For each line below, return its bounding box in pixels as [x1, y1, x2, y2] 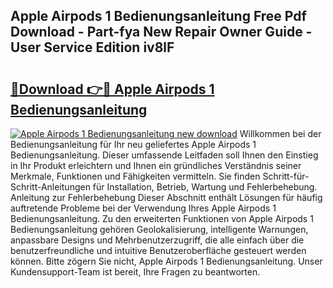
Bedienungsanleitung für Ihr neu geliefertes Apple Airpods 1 [10, 139, 257, 150]
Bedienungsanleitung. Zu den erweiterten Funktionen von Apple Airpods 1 [10, 213, 314, 224]
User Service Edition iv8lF [10, 39, 175, 56]
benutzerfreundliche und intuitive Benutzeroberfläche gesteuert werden [10, 245, 307, 256]
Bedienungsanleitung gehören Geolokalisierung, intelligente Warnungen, [10, 224, 309, 235]
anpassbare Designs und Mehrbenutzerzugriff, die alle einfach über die [10, 234, 305, 246]
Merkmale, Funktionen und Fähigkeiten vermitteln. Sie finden [10, 170, 261, 182]
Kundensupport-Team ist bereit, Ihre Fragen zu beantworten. [10, 266, 261, 278]
